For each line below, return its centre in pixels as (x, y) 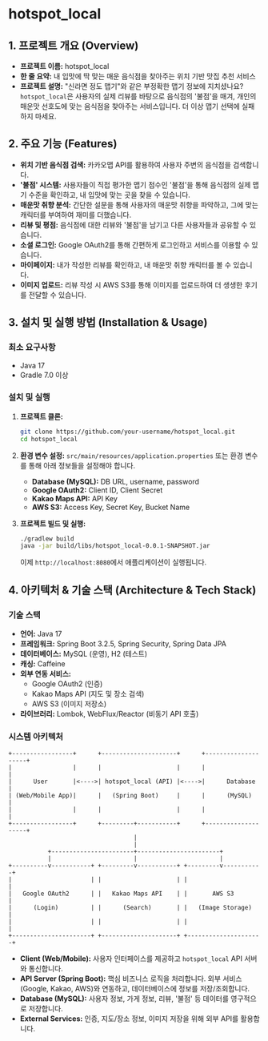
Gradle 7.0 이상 (44, 375)
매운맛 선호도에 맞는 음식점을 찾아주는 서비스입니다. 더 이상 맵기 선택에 (130, 106)
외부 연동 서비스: (46, 673)
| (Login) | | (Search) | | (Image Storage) (130, 908)
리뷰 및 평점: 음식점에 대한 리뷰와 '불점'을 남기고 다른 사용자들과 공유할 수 (134, 224)
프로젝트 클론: (42, 416)
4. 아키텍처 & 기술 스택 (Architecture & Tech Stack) (132, 590)
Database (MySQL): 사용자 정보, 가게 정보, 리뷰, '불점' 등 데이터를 (124, 999)
